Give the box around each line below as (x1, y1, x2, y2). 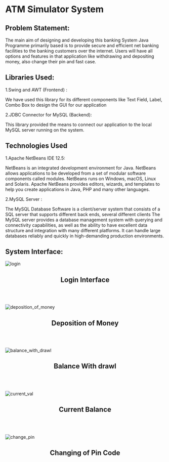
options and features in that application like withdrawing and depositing (5, 53, 154, 59)
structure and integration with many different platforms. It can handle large (5, 227, 161, 233)
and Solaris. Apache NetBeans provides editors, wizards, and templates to (5, 181, 160, 187)
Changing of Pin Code (50, 449, 120, 457)
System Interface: (5, 247, 63, 256)
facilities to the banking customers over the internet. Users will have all (5, 48, 153, 54)
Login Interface (60, 275, 110, 284)
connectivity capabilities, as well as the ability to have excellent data (5, 222, 148, 228)
